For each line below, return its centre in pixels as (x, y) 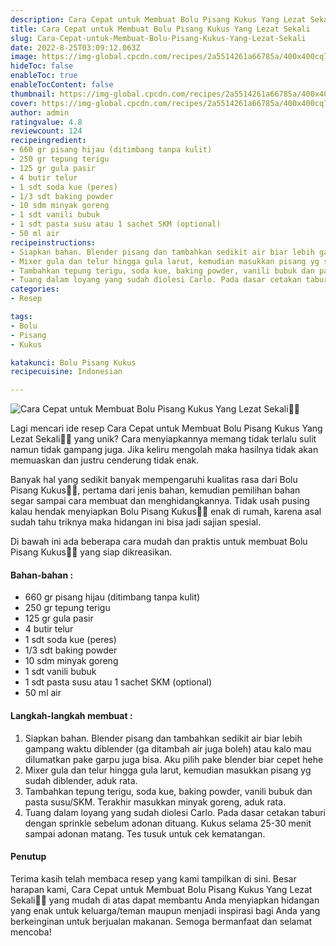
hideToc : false (42, 66)
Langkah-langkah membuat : (71, 715)
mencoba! (31, 932)
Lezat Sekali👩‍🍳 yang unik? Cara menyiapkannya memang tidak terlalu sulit (163, 439)
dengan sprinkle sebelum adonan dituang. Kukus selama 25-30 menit (168, 823)
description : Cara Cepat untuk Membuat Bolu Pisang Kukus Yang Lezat (158, 19)
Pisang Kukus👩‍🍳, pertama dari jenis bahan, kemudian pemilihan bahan (155, 490)
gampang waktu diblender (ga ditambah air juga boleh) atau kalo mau (168, 748)
